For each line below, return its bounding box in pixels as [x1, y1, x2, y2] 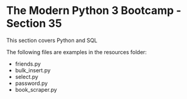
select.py [15, 73, 38, 80]
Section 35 [6, 16, 63, 30]
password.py [15, 80, 48, 87]
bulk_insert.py [15, 66, 51, 73]
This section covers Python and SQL [6, 36, 98, 44]
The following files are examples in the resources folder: [6, 48, 147, 55]
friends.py [15, 60, 41, 67]
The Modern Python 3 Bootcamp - [6, 4, 182, 18]
